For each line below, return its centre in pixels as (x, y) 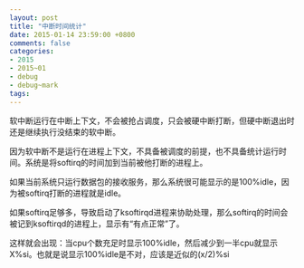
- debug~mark (34, 85)
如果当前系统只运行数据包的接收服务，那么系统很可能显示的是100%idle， (146, 181)
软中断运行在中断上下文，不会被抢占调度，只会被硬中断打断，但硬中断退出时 (152, 120)
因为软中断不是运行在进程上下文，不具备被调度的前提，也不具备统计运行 (144, 151)
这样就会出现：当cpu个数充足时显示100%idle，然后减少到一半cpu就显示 (144, 243)
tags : (19, 93)
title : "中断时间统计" (48, 26)
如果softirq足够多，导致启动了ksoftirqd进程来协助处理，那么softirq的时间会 (149, 212)
